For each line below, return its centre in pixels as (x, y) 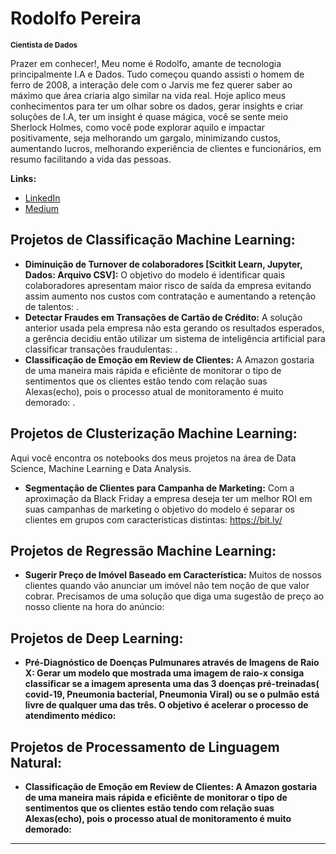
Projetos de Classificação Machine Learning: (153, 240)
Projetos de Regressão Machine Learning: (143, 550)
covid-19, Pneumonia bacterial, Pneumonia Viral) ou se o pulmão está (172, 694)
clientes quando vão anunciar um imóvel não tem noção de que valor (167, 586)
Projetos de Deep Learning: (97, 638)
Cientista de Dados (44, 45)
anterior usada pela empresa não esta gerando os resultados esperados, (174, 328)
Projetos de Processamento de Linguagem (145, 747)
